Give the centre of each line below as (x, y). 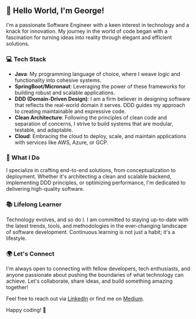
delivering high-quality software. (45, 189)
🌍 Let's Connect (30, 253)
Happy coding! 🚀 (26, 310)
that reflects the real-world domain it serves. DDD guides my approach (100, 105)
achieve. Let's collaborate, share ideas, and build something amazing (90, 281)
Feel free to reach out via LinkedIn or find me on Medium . (75, 299)
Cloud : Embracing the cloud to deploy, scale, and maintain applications (100, 136)
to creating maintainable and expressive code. (70, 111)
